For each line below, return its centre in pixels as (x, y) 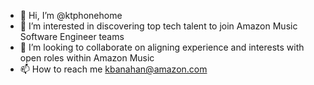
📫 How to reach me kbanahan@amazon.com (113, 69)
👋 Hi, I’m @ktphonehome (71, 15)
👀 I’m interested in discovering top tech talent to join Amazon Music (158, 26)
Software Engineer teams (72, 36)
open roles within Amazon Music (87, 58)
